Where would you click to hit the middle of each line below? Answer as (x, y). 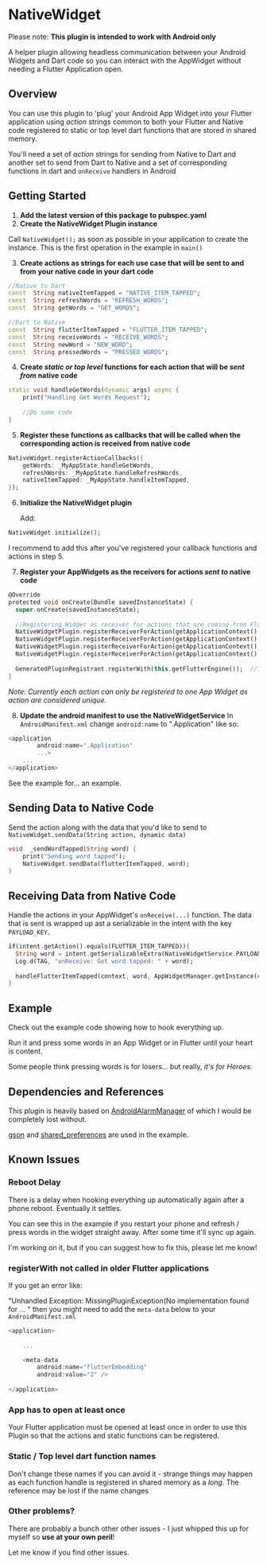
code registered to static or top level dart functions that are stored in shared (132, 130)
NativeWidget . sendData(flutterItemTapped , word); (106, 864)
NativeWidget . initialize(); (55, 533)
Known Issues (44, 1160)
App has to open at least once (67, 1410)
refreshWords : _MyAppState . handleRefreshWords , (103, 473)
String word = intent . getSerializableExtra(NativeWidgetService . (126, 954)
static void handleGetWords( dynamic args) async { (94, 390)
